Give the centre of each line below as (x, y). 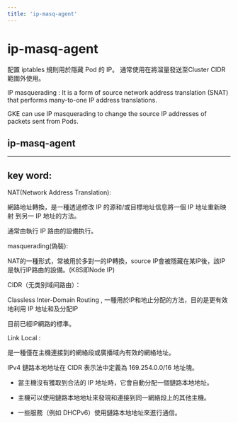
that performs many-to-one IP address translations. (82, 100)
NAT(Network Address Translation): (59, 192)
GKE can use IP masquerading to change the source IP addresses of (107, 113)
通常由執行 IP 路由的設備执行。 (52, 231)
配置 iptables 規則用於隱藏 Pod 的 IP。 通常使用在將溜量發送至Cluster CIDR (117, 69)
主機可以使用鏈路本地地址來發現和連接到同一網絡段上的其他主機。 (114, 398)
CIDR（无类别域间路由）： (44, 285)
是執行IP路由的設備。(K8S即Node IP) (61, 270)
